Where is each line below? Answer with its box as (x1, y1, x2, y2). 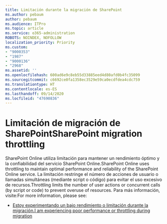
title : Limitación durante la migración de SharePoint (5, 7, 122, 13)
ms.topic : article (5, 26, 44, 31)
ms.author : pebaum (5, 12, 44, 17)
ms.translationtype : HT (5, 82, 55, 87)
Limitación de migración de (5, 117, 121, 129)
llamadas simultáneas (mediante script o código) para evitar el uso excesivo (5, 176, 162, 183)
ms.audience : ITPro (5, 21, 46, 27)
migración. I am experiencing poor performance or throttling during (12, 207, 150, 213)
